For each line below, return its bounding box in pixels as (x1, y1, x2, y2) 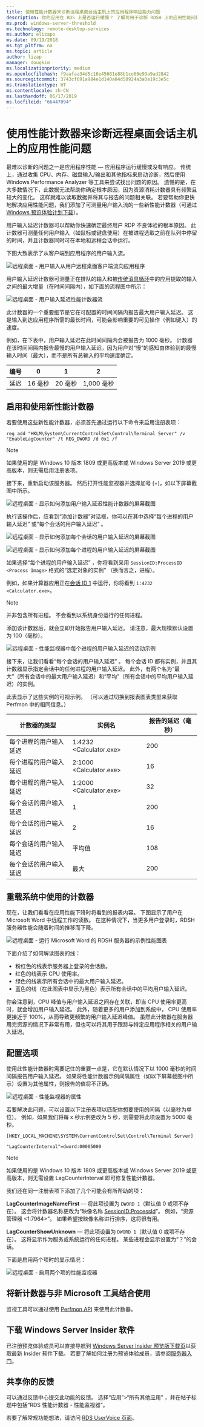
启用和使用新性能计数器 (6, 401, 94, 412)
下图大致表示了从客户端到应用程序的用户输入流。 (6, 249, 128, 257)
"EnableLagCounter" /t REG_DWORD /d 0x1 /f (6, 436, 118, 442)
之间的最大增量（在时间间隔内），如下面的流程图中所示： (6, 283, 147, 290)
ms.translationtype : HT (6, 82, 67, 88)
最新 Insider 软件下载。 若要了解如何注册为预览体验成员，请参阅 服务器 (11, 1350, 187, 1357)
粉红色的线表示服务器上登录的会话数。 (15, 963, 111, 970)
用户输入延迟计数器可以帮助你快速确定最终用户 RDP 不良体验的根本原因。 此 (6, 221, 197, 229)
